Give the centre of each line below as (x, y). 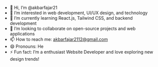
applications (22, 34)
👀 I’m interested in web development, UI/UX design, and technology (79, 13)
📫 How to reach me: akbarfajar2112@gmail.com (59, 39)
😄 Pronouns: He (26, 46)
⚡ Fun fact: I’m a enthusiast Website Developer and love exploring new (81, 52)
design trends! (24, 59)
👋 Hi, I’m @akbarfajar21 (34, 8)
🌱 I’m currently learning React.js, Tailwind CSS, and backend (71, 18)
